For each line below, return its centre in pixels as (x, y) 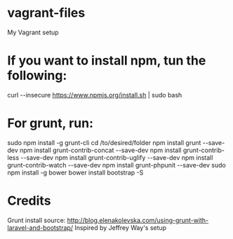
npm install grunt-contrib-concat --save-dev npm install (101, 150)
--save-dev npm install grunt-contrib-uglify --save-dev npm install (117, 157)
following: (37, 76)
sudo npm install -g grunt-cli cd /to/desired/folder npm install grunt (104, 142)
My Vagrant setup (33, 32)
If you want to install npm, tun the (107, 61)
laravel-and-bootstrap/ (40, 227)
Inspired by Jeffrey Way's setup (121, 227)
